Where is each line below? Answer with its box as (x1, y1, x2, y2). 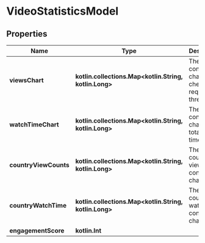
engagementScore (9, 227, 65, 234)
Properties (6, 29, 48, 39)
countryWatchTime (9, 201, 67, 209)
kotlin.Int (75, 227, 102, 234)
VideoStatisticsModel (6, 4, 119, 18)
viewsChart (9, 76, 44, 84)
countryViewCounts (9, 161, 70, 169)
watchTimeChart (9, 120, 59, 129)
